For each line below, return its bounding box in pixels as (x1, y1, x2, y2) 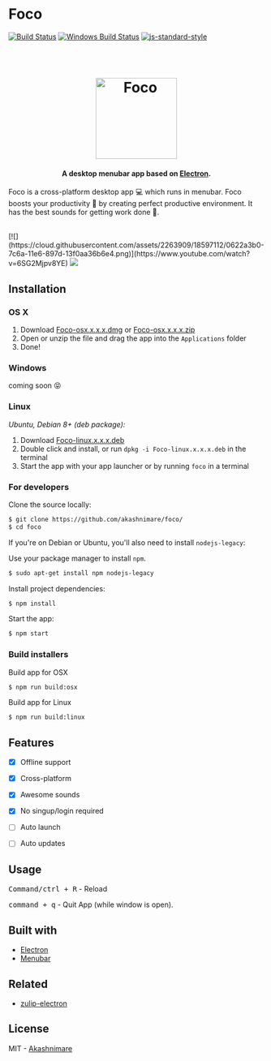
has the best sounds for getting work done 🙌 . (8, 208, 160, 217)
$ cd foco (8, 522, 42, 531)
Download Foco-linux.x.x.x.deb (19, 435, 125, 445)
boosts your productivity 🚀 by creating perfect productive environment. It (8, 199, 253, 208)
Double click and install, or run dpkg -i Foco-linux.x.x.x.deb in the (19, 444, 247, 453)
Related (8, 977, 49, 990)
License (8, 1022, 49, 1036)
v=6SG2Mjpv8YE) (8, 259, 69, 268)
